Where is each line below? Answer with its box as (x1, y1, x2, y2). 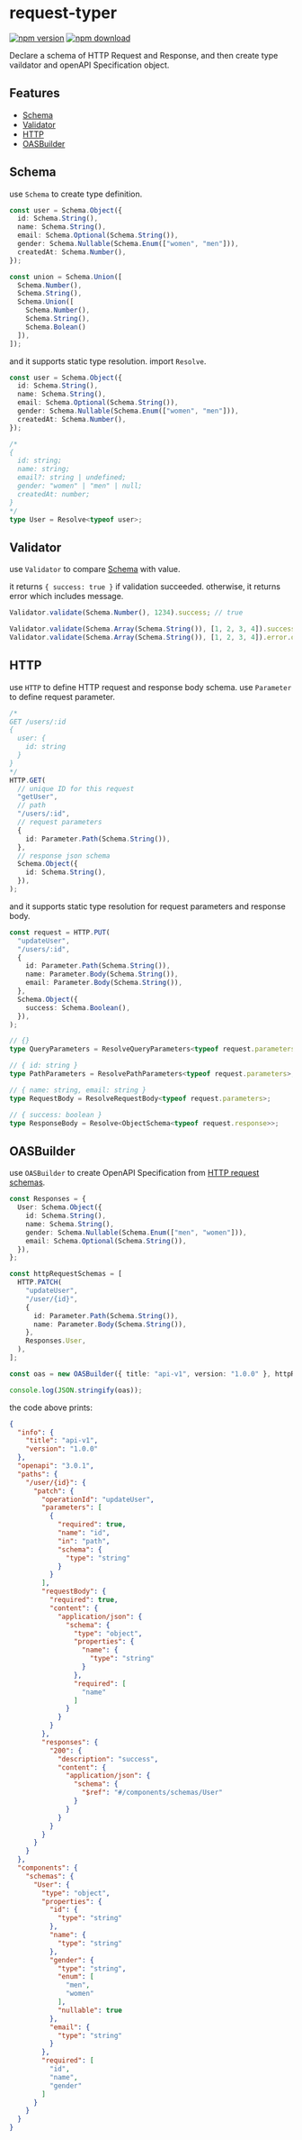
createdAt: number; (17, 489, 91, 498)
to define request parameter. (9, 691, 115, 702)
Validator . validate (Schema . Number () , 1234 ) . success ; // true (9, 608, 244, 617)
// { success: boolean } (9, 1110, 102, 1119)
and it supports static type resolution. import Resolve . (9, 355, 207, 367)
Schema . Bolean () (25, 323, 87, 332)
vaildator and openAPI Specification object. (9, 59, 170, 70)
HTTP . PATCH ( (17, 1278, 63, 1287)
